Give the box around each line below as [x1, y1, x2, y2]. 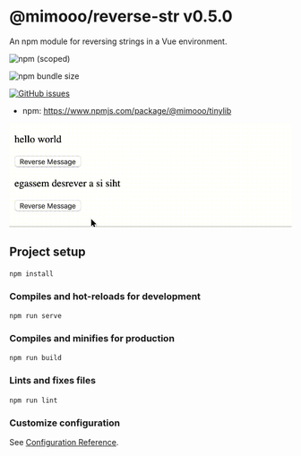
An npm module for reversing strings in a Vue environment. [9, 36, 228, 47]
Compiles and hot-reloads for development [9, 289, 202, 302]
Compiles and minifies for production [9, 332, 175, 345]
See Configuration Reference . [9, 437, 119, 448]
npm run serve [9, 312, 63, 321]
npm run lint [9, 396, 58, 405]
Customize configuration [9, 417, 121, 429]
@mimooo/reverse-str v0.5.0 [9, 6, 233, 27]
